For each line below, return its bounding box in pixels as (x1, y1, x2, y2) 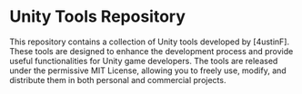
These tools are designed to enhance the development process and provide (9, 45, 294, 56)
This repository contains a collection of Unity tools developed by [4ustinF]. (9, 36, 290, 47)
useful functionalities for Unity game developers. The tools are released (9, 55, 278, 66)
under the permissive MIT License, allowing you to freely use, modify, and (9, 65, 287, 76)
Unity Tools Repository (9, 6, 186, 27)
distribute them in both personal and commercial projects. (9, 74, 226, 85)
